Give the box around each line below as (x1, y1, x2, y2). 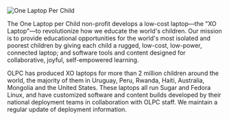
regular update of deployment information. (7, 106, 127, 113)
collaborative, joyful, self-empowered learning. (7, 56, 139, 64)
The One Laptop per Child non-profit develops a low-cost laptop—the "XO (7, 20, 217, 27)
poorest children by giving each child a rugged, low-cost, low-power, (7, 42, 202, 49)
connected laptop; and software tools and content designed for (7, 48, 186, 57)
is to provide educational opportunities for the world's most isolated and (7, 34, 211, 42)
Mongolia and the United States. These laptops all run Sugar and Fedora (7, 84, 211, 91)
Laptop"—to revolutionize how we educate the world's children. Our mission (7, 27, 223, 35)
